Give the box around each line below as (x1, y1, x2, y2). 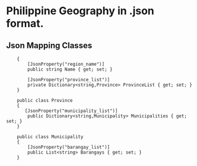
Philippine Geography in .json (6, 4, 154, 18)
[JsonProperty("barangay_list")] (27, 144, 110, 150)
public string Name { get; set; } (27, 66, 113, 72)
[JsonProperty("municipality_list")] (24, 108, 118, 114)
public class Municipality (17, 134, 84, 140)
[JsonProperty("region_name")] (27, 61, 105, 67)
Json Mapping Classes (6, 40, 93, 50)
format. (6, 17, 44, 30)
